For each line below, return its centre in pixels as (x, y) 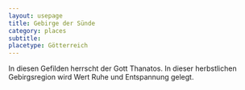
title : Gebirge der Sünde (52, 23)
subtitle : (25, 38)
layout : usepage (35, 16)
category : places (37, 31)
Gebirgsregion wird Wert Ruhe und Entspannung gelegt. (101, 77)
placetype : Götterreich (48, 46)
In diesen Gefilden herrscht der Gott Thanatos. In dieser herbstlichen (122, 68)
